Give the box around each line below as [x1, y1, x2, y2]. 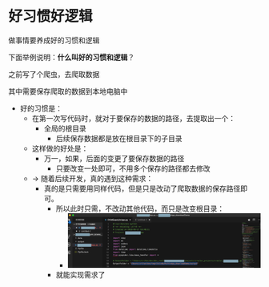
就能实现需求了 [55, 269, 106, 279]
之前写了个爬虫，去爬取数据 [8, 69, 100, 79]
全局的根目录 [43, 123, 86, 133]
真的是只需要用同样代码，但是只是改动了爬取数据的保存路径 [43, 184, 241, 193]
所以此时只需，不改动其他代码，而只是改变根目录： [55, 204, 225, 213]
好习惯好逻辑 [8, 7, 94, 26]
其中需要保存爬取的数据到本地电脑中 [8, 86, 128, 96]
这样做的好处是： [31, 143, 89, 153]
